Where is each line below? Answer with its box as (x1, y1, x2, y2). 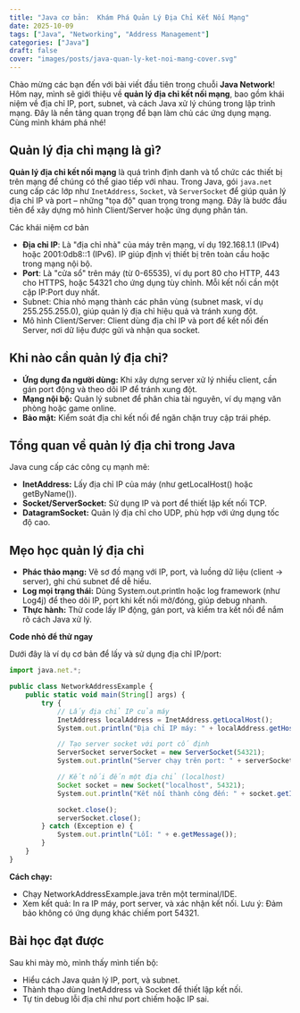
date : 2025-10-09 (9, 21, 74, 30)
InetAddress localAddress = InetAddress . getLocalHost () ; (56, 716, 274, 724)
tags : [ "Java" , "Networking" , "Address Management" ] (9, 29, 210, 38)
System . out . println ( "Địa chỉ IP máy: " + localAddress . (56, 724, 270, 733)
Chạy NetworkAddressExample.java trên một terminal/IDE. (21, 888, 237, 899)
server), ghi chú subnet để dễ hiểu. (21, 576, 152, 587)
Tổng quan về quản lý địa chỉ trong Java (9, 439, 236, 454)
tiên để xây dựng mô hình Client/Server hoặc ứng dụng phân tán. (9, 205, 248, 215)
